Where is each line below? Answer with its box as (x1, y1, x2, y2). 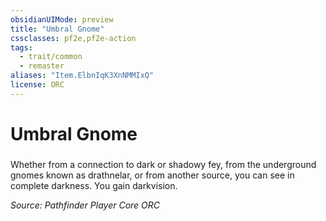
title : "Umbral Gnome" (10, 24, 105, 34)
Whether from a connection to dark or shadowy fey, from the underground (10, 158, 317, 170)
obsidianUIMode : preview (10, 14, 114, 25)
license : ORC (10, 80, 65, 90)
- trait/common (19, 52, 83, 62)
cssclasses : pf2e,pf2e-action (10, 33, 137, 43)
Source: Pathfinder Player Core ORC (10, 199, 161, 211)
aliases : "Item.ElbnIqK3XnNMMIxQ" (10, 71, 155, 81)
